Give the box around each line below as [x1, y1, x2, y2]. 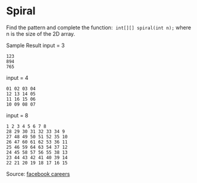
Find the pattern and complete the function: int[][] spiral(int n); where [6, 24, 192, 31]
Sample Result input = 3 [6, 42, 65, 49]
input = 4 [6, 74, 29, 81]
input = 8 [6, 111, 29, 119]
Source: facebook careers [6, 170, 70, 177]
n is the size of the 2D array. [6, 30, 76, 37]
